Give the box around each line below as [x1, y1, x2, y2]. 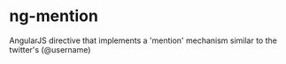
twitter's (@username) [9, 44, 91, 54]
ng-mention [9, 6, 99, 26]
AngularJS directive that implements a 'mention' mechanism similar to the [9, 35, 277, 46]
